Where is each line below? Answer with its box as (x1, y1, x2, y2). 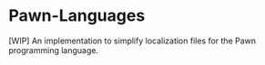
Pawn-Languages (8, 5, 146, 26)
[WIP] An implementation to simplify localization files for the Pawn (8, 35, 257, 46)
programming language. (8, 44, 99, 55)
